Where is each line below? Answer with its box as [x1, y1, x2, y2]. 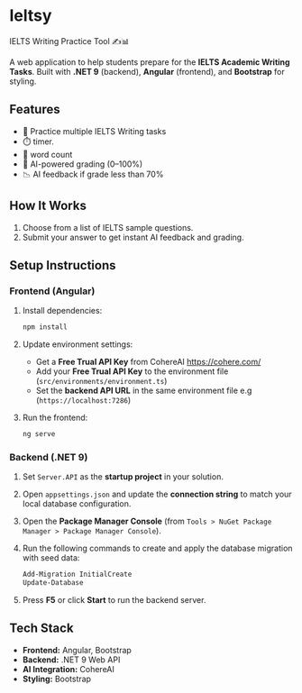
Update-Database [22, 579, 84, 588]
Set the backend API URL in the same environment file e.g [35, 385, 252, 397]
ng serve [22, 430, 56, 439]
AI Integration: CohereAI [22, 663, 115, 674]
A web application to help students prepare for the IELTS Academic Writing [9, 56, 290, 68]
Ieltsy [9, 5, 52, 26]
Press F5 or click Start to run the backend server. [22, 595, 206, 606]
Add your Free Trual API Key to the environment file [35, 366, 229, 377]
